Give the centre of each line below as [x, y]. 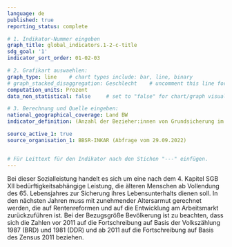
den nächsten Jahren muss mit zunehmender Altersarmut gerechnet [105, 200]
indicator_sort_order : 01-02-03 [54, 58]
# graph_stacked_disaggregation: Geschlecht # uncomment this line [111, 83]
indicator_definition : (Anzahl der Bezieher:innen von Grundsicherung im [116, 121]
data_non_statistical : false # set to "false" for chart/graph [106, 96]
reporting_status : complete [48, 26]
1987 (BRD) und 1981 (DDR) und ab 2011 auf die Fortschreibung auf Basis [110, 230]
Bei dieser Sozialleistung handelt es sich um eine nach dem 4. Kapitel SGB [113, 178]
